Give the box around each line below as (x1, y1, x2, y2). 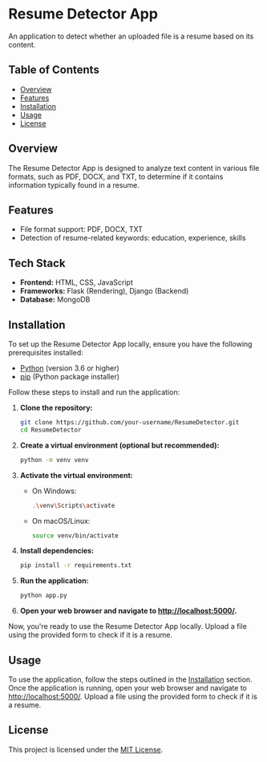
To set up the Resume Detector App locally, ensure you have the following (8, 339, 253, 349)
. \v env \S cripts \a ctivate (31, 501, 115, 509)
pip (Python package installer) (19, 372, 120, 381)
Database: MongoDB (19, 294, 91, 305)
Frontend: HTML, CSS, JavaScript (19, 278, 134, 287)
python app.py (19, 591, 67, 600)
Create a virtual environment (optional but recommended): (19, 440, 220, 450)
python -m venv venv (19, 456, 89, 464)
